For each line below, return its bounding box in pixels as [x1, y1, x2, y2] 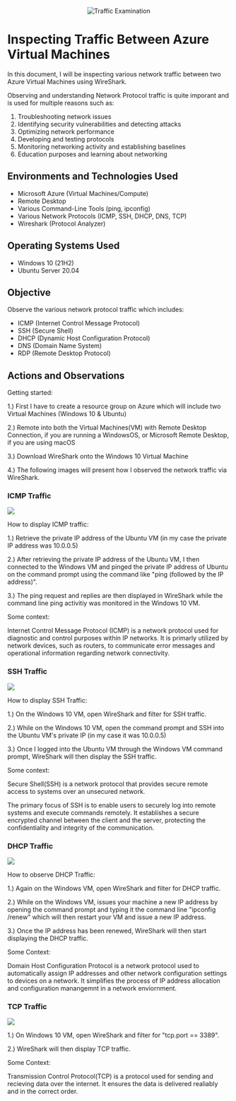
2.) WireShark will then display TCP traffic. [7, 1044, 131, 1054]
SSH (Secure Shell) [17, 326, 74, 335]
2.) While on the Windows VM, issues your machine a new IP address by [7, 898, 218, 906]
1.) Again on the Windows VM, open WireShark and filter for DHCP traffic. [7, 884, 221, 893]
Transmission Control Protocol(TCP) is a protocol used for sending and [7, 1072, 213, 1080]
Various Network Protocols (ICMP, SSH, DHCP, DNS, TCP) [17, 212, 187, 220]
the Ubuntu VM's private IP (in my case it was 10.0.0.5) [7, 731, 167, 739]
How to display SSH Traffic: [7, 696, 88, 704]
